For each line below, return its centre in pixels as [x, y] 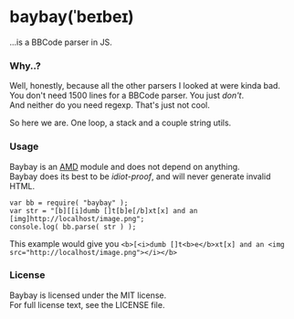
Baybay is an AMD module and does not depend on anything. [125, 166]
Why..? [25, 66]
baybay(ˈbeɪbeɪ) [72, 17]
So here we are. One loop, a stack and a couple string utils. [121, 123]
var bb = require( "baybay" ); [69, 203]
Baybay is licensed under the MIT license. [88, 295]
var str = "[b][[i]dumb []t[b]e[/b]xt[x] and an [104, 211]
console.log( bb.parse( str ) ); [73, 227]
